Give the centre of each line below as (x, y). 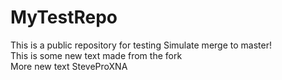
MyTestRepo (64, 17)
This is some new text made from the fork (96, 55)
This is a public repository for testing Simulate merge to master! (141, 45)
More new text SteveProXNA (69, 66)
